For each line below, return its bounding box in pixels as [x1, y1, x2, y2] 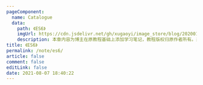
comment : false [6, 59, 45, 65]
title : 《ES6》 [6, 42, 38, 48]
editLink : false [6, 64, 47, 71]
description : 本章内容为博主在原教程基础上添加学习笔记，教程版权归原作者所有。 [17, 37, 196, 42]
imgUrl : [17, 31, 36, 37]
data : [11, 20, 26, 26]
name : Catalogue [11, 14, 53, 20]
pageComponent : [6, 8, 45, 15]
